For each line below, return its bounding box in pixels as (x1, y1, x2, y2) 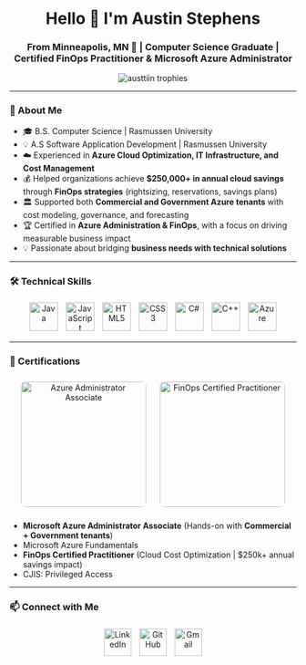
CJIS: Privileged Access (22, 569, 114, 580)
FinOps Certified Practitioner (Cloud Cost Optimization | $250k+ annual (22, 549, 294, 560)
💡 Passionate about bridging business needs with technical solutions (22, 242, 287, 254)
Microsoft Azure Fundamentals (22, 540, 138, 551)
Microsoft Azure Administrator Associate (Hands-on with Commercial (22, 520, 291, 532)
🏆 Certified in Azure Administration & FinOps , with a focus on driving (22, 219, 288, 231)
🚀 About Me (9, 104, 63, 117)
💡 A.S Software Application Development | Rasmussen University (22, 139, 268, 150)
